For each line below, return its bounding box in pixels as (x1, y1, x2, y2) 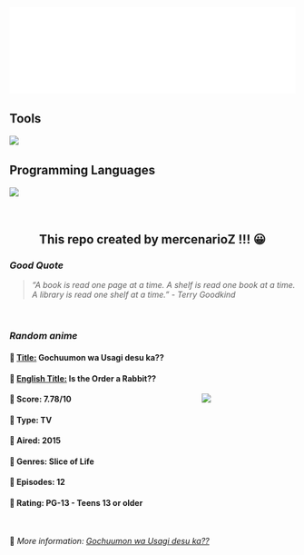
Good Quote (9, 259, 64, 272)
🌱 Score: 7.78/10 (9, 393, 72, 405)
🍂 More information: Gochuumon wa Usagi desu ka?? (9, 535, 211, 546)
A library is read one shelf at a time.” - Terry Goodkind (31, 289, 236, 301)
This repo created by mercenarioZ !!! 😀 (39, 232, 266, 247)
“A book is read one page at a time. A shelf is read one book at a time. (31, 280, 296, 291)
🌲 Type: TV (9, 414, 53, 425)
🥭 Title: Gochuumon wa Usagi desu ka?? (9, 352, 165, 362)
